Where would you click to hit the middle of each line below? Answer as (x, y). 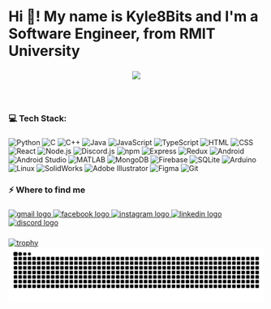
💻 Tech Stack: (38, 118)
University (44, 51)
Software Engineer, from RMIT (112, 34)
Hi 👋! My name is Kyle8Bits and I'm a (133, 17)
